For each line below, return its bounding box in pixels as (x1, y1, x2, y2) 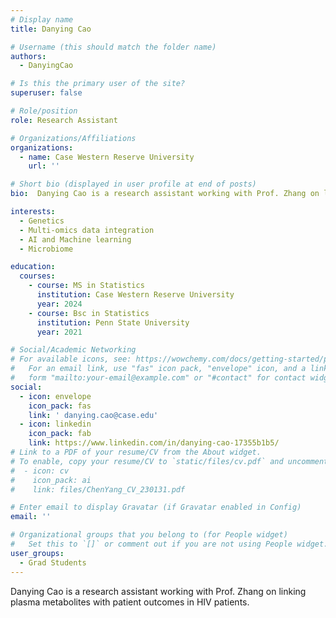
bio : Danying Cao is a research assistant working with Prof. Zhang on (10, 189, 320, 199)
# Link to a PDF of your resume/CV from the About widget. (10, 447, 262, 457)
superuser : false (10, 88, 83, 98)
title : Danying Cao (10, 24, 92, 34)
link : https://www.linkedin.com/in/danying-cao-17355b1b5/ (28, 438, 280, 448)
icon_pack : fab (28, 429, 92, 439)
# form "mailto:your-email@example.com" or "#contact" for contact (10, 373, 307, 383)
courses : (19, 271, 56, 281)
